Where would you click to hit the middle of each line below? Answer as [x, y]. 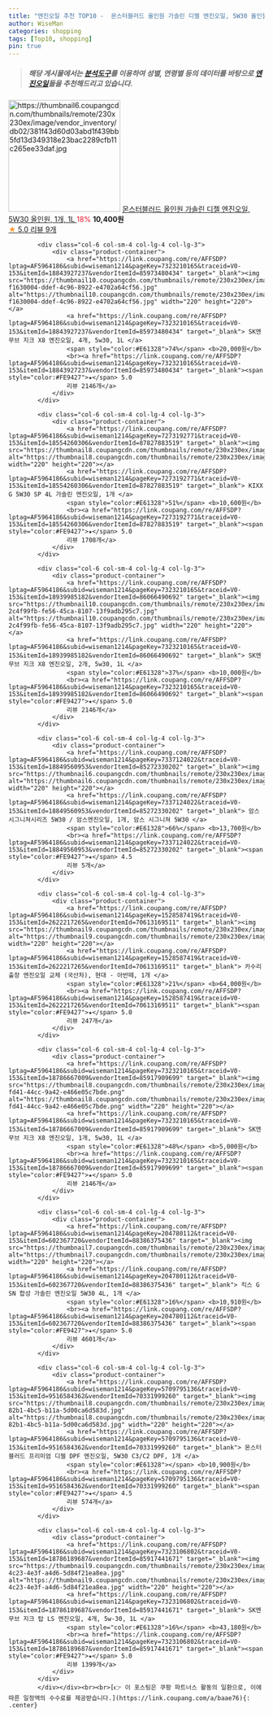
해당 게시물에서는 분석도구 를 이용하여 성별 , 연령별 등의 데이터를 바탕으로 [141, 73]
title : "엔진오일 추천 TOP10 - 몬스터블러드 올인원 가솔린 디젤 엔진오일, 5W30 [128, 16]
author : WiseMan [36, 24]
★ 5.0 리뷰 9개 [32, 229]
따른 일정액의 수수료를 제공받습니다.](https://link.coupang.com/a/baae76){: [129, 1698]
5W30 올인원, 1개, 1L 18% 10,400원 [66, 220]
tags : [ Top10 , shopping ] [50, 39]
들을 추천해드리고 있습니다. [91, 83]
